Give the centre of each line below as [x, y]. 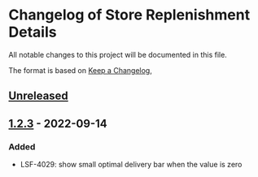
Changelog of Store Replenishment [129, 15]
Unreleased [39, 96]
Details [33, 32]
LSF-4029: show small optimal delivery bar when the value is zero [131, 165]
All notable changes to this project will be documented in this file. [118, 54]
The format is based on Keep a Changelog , [80, 70]
